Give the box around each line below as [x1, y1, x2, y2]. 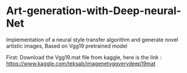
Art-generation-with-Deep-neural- [6, 4, 182, 18]
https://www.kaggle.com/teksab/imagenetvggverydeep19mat [6, 60, 156, 67]
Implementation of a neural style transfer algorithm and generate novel [6, 36, 179, 43]
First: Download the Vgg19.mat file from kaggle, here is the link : [6, 54, 162, 61]
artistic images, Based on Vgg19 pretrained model [6, 42, 127, 49]
